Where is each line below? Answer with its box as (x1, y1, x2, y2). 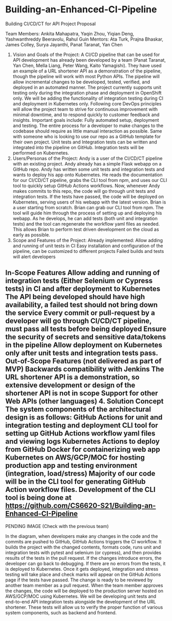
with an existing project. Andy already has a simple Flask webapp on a (12, 160, 162, 167)
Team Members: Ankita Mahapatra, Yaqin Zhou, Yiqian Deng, (5, 30, 135, 36)
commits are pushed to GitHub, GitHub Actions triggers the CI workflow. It (5, 538, 162, 544)
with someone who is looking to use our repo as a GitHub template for (12, 133, 161, 139)
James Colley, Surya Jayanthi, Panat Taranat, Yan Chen (5, 41, 123, 47)
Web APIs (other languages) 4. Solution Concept (5, 397, 164, 406)
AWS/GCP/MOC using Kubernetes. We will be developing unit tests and (5, 593, 157, 599)
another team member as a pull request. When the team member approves (5, 582, 163, 588)
